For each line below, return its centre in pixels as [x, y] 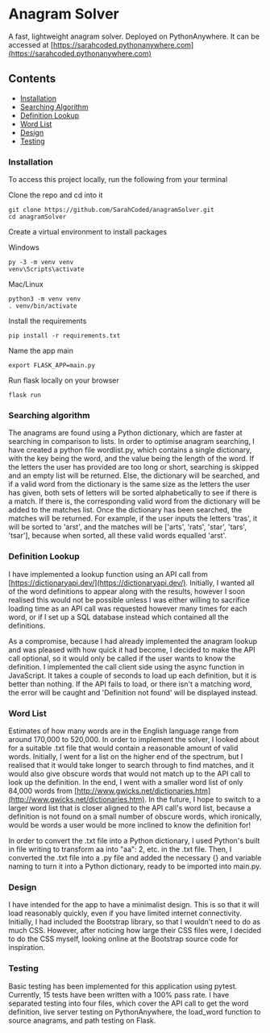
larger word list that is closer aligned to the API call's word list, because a [130, 807]
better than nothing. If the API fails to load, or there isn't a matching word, [130, 684]
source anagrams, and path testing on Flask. [82, 1020]
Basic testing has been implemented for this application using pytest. [123, 986]
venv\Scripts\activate [46, 270]
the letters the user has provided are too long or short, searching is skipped [134, 467]
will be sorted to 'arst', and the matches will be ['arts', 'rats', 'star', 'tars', [128, 527]
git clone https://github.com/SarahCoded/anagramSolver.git [112, 210]
